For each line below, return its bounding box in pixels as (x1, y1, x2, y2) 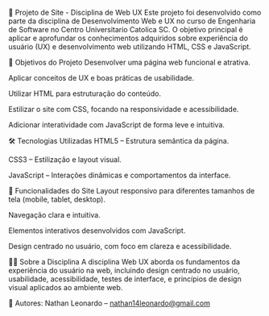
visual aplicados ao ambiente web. (8, 283, 123, 292)
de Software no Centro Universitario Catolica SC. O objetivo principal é (8, 25, 243, 34)
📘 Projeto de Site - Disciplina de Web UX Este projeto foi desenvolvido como (8, 8, 262, 17)
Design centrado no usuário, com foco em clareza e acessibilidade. (8, 242, 232, 251)
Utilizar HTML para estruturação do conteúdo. (8, 89, 162, 98)
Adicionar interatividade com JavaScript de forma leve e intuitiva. (8, 120, 226, 129)
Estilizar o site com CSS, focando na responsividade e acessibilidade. (8, 105, 239, 114)
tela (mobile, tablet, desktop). (8, 194, 106, 204)
